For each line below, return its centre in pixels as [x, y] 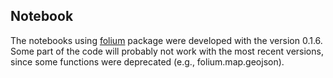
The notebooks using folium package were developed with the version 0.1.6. [166, 40]
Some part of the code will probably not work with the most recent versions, [167, 51]
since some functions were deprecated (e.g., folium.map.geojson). [147, 61]
